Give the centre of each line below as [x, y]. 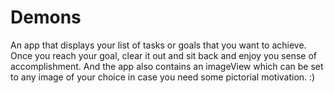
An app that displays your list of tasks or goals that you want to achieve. [158, 45]
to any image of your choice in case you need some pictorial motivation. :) [163, 77]
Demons [46, 17]
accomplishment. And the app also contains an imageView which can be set [167, 66]
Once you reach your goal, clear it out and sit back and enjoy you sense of [163, 55]
